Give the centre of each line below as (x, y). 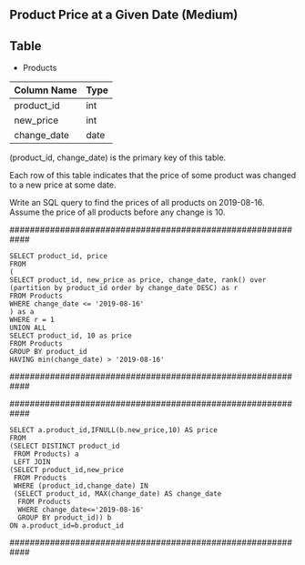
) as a (22, 312)
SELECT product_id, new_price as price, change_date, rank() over (138, 280)
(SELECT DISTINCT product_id (65, 446)
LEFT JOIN (32, 462)
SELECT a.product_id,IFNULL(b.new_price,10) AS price (114, 430)
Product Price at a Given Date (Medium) (124, 15)
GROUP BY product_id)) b (65, 518)
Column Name (46, 90)
